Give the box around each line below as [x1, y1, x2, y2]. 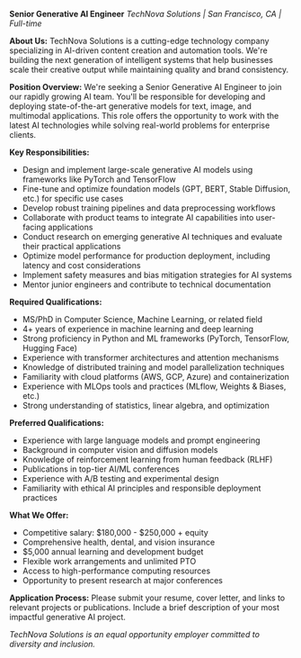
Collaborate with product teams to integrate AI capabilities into [22, 212, 254, 222]
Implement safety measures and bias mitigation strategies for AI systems [22, 270, 292, 280]
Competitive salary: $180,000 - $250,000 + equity [22, 527, 208, 537]
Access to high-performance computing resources [22, 565, 211, 576]
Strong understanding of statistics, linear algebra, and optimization [22, 401, 270, 410]
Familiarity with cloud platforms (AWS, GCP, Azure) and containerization [22, 372, 290, 382]
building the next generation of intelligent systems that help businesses [9, 55, 274, 65]
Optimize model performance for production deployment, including [22, 250, 271, 261]
